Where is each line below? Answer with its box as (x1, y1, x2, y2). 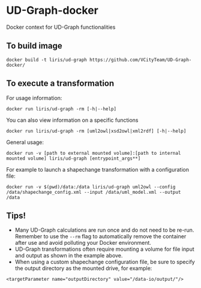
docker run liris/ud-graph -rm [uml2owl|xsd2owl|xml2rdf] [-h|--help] (6, 128, 187, 134)
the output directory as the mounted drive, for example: (14, 265, 152, 272)
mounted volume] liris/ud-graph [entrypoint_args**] (6, 155, 141, 161)
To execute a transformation (6, 79, 115, 89)
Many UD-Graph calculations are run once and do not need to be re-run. (14, 226, 194, 234)
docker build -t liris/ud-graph (6, 56, 87, 63)
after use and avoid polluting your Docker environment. (14, 239, 152, 247)
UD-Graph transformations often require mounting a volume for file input (14, 245, 195, 253)
